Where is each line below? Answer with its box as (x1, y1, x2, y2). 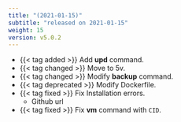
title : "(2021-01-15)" (8, 11, 83, 20)
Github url (31, 97, 65, 106)
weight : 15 (8, 26, 44, 34)
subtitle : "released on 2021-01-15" (8, 19, 128, 27)
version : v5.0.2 (8, 33, 61, 42)
